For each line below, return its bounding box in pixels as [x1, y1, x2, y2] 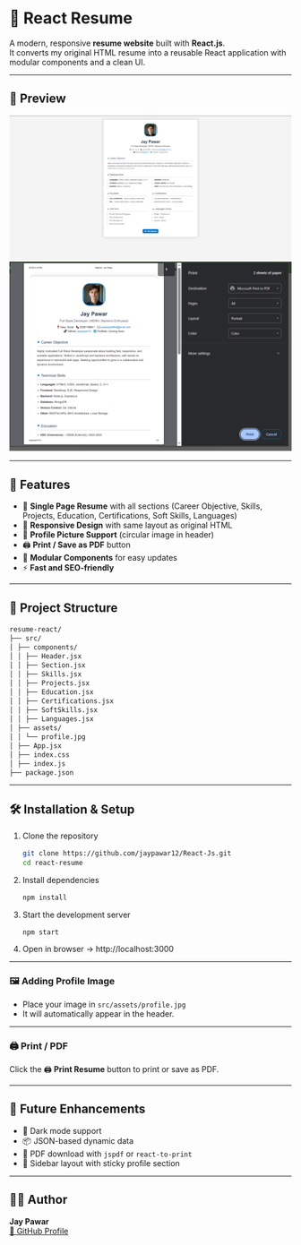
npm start [21, 927, 60, 937]
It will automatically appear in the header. [21, 1008, 175, 1019]
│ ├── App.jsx [9, 742, 63, 751]
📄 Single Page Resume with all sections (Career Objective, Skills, [21, 501, 262, 511]
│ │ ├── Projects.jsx [9, 679, 90, 688]
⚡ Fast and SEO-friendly [21, 562, 115, 573]
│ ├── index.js [9, 760, 66, 768]
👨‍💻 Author [9, 1192, 68, 1207]
